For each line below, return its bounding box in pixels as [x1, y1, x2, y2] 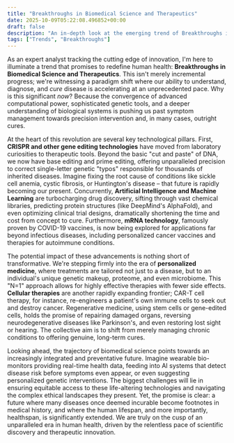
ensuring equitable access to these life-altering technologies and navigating [7, 384, 226, 392]
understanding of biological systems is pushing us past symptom [7, 107, 194, 115]
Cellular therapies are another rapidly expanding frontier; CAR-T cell [7, 289, 205, 298]
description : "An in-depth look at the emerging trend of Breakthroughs [7, 29, 223, 37]
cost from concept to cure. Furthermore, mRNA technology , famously [7, 216, 209, 225]
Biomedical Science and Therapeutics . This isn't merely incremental [7, 70, 206, 79]
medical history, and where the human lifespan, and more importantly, [7, 406, 208, 414]
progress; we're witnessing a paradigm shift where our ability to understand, [7, 77, 226, 86]
